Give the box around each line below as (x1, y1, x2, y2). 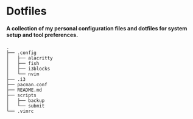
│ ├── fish (6, 61, 40, 67)
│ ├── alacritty (6, 55, 53, 61)
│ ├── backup (6, 98, 45, 104)
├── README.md (6, 87, 43, 93)
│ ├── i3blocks (6, 66, 51, 72)
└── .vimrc (6, 108, 34, 115)
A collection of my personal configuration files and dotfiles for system (6, 24, 188, 32)
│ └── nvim (6, 71, 40, 77)
